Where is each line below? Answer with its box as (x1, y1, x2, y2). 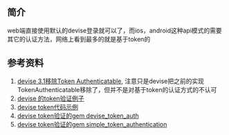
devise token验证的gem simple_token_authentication (17, 120, 167, 128)
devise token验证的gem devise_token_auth (17, 111, 140, 120)
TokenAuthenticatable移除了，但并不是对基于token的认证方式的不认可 (17, 85, 217, 93)
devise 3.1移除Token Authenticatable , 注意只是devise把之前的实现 (17, 77, 205, 85)
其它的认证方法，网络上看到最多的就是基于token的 (7, 35, 151, 43)
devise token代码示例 (17, 102, 78, 111)
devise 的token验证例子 (17, 94, 84, 102)
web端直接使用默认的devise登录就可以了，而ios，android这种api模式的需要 (7, 26, 223, 35)
